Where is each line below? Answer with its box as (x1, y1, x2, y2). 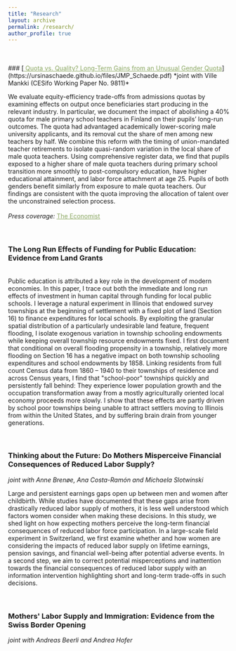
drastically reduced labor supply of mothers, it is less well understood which (8, 504, 229, 513)
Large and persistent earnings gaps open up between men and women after (8, 489, 228, 497)
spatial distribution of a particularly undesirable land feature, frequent (8, 321, 209, 330)
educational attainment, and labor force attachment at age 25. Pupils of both (8, 175, 229, 183)
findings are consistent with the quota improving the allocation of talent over (8, 190, 229, 198)
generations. (8, 419, 45, 427)
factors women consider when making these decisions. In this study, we (8, 511, 217, 520)
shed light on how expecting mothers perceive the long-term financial (8, 519, 210, 527)
